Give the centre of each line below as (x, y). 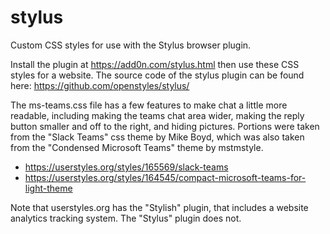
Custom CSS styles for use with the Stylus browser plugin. (131, 45)
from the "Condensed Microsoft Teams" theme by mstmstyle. (137, 147)
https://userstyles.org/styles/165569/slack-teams (126, 167)
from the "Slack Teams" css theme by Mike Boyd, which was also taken (157, 137)
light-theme (48, 188)
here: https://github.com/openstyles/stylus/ (100, 85)
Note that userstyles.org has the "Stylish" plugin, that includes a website (159, 207)
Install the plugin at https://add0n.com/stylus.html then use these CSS (155, 64)
